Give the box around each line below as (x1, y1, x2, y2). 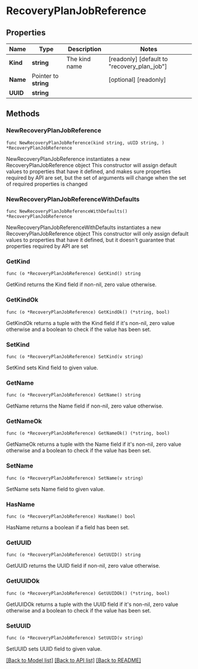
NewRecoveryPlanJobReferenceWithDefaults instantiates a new (6, 224, 161, 231)
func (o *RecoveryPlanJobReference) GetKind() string (6, 271, 141, 277)
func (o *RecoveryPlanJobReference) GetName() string (6, 392, 141, 398)
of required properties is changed (6, 180, 88, 187)
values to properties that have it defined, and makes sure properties (6, 168, 171, 175)
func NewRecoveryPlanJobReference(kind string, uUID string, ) (6, 140, 165, 145)
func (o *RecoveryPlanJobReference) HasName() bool (6, 514, 136, 519)
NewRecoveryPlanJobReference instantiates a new (6, 155, 131, 163)
